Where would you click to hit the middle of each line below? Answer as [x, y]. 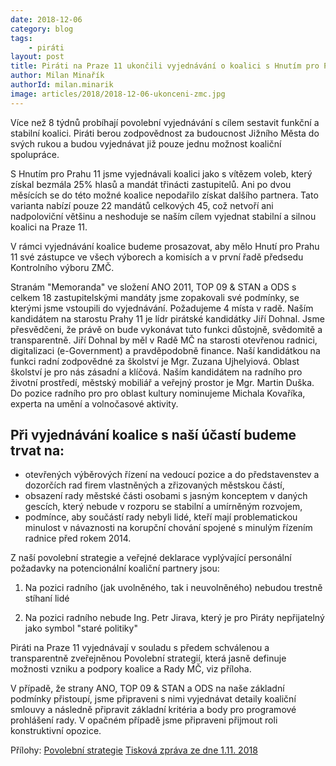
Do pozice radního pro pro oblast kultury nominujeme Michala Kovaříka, [158, 393]
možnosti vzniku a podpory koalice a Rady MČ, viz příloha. [131, 669]
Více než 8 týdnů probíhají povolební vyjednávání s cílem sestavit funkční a [165, 122]
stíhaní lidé [47, 598]
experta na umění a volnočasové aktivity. [94, 403]
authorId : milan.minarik [62, 85]
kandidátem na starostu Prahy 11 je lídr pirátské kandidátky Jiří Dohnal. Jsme [167, 318]
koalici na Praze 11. [49, 227]
